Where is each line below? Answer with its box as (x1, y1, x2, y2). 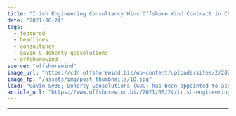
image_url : (7, 69, 39, 76)
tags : (7, 23, 23, 30)
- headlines (13, 37, 49, 44)
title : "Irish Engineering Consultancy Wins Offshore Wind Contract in (7, 10, 221, 18)
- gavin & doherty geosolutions (13, 50, 109, 57)
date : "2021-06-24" (7, 17, 65, 24)
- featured (13, 30, 46, 37)
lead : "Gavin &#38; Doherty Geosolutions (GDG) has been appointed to (7, 82, 218, 89)
